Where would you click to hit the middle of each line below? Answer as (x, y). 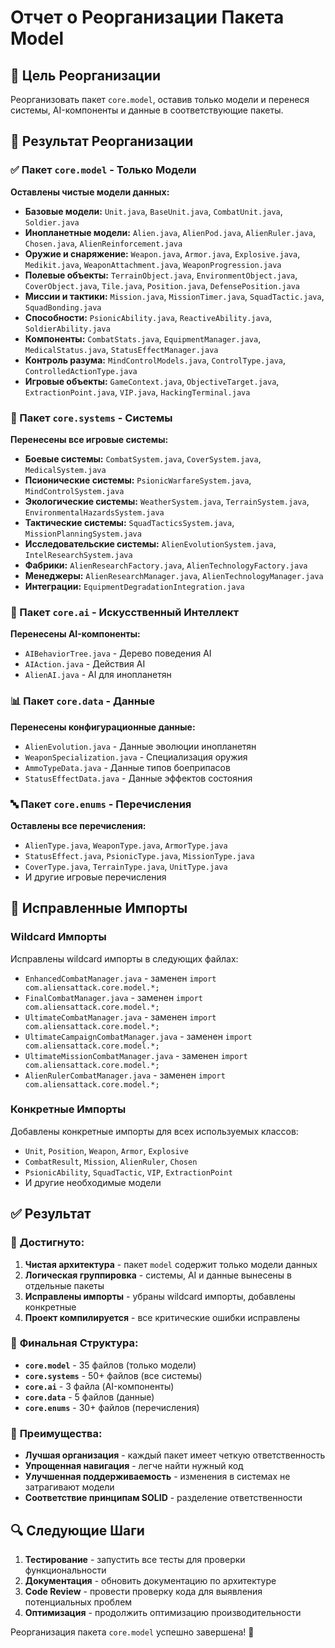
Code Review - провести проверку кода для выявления (143, 1591)
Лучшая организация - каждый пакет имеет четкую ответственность (175, 1455)
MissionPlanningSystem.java (83, 534)
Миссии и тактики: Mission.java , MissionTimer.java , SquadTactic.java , (174, 296)
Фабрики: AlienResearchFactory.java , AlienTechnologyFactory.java (166, 565)
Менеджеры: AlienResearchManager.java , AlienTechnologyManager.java (174, 575)
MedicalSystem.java (65, 470)
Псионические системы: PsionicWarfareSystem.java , (138, 480)
